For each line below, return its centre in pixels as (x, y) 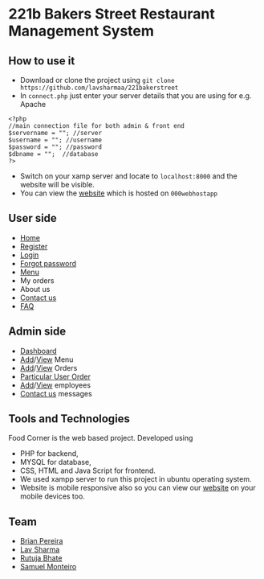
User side (33, 218)
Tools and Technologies (69, 419)
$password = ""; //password (55, 147)
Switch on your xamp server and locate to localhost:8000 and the (129, 176)
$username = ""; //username (55, 140)
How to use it (42, 61)
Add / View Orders (49, 368)
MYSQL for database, (55, 462)
